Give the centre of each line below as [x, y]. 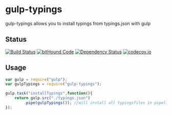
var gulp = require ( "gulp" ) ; [36, 79]
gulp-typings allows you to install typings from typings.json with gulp [78, 23]
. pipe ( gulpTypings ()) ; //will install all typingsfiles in [88, 103]
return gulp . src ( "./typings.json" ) [52, 98]
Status [16, 39]
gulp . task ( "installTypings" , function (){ [49, 93]
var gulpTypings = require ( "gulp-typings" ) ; [53, 84]
